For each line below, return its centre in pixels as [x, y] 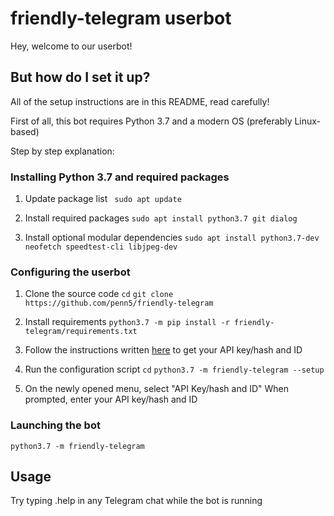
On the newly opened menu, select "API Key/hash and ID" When [156, 389]
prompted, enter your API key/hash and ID [111, 399]
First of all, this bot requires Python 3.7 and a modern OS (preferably [151, 121]
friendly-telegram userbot [121, 18]
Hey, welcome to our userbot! [71, 46]
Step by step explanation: [62, 151]
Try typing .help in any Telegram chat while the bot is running [136, 501]
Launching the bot [55, 425]
